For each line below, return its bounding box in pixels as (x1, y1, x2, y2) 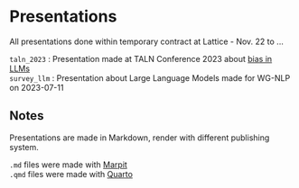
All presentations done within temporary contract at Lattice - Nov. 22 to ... (9, 36, 285, 47)
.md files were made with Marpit (9, 159, 128, 170)
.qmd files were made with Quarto (9, 168, 134, 179)
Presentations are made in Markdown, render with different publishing (9, 132, 270, 143)
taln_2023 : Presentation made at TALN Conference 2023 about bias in (9, 53, 273, 64)
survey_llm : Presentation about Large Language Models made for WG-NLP (9, 72, 291, 83)
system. (9, 141, 39, 152)
